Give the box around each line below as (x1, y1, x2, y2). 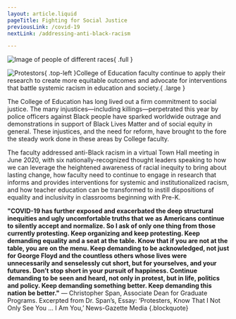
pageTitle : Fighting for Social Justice (7, 17, 128, 24)
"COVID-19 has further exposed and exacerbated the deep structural (7, 207, 213, 215)
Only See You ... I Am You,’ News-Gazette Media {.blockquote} (7, 304, 189, 313)
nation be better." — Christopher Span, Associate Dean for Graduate (7, 289, 208, 297)
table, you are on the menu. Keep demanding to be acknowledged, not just (7, 244, 230, 253)
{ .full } (113, 56, 134, 64)
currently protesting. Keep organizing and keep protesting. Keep (7, 229, 201, 237)
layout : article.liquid (7, 10, 77, 18)
